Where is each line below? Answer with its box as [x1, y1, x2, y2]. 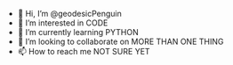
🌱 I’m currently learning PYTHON [17, 27, 140, 37]
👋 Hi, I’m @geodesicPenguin [17, 9, 123, 18]
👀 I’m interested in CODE [17, 18, 108, 28]
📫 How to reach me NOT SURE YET [17, 47, 150, 56]
